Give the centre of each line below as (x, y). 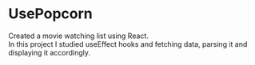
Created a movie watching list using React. (79, 36)
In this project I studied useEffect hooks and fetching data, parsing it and (128, 44)
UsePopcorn (51, 14)
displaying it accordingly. (49, 52)
